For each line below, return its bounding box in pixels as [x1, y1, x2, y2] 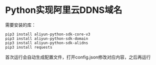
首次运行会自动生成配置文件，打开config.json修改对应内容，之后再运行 [5, 54, 151, 60]
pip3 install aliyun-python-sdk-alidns [5, 40, 88, 45]
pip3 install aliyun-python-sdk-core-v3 [5, 32, 91, 37]
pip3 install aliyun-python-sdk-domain [5, 36, 88, 41]
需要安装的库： [5, 22, 36, 28]
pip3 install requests [5, 45, 52, 50]
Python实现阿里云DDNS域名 [5, 4, 122, 16]
